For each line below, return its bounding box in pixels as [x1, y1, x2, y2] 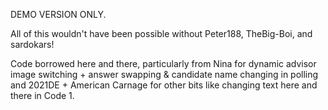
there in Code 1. [10, 90, 75, 101]
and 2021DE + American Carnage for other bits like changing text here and [10, 79, 318, 91]
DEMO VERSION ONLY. [10, 9, 107, 20]
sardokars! [10, 39, 55, 50]
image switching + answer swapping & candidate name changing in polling [10, 69, 319, 80]
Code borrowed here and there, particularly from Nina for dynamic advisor [10, 58, 317, 69]
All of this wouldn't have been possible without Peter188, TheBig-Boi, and [10, 28, 313, 39]
